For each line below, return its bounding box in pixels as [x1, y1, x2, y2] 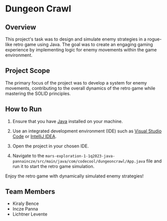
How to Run [5, 105, 42, 113]
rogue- [147, 36, 162, 42]
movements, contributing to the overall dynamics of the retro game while [5, 85, 155, 91]
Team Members [5, 187, 55, 196]
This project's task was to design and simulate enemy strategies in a [5, 36, 146, 42]
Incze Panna [12, 206, 39, 212]
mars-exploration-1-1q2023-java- [45, 153, 115, 158]
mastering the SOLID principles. [5, 90, 71, 96]
